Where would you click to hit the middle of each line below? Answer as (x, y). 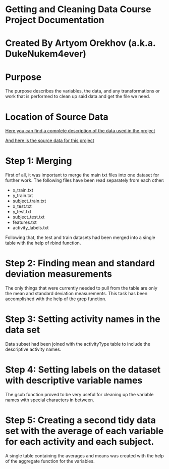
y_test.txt (22, 212)
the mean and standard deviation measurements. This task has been (76, 294)
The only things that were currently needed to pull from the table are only (81, 288)
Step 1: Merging (39, 161)
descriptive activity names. (33, 349)
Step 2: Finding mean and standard (80, 263)
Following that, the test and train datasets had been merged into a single (80, 238)
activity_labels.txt (31, 228)
